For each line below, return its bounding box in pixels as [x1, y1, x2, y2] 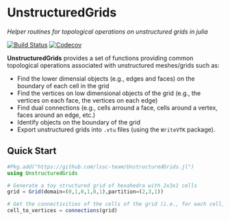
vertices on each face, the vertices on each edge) [16, 96, 158, 104]
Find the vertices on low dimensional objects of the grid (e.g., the [16, 89, 201, 97]
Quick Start [7, 145, 57, 157]
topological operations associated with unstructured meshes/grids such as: [7, 61, 220, 69]
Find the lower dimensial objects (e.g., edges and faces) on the [16, 74, 195, 83]
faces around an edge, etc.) [16, 111, 96, 119]
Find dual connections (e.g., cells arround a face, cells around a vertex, [16, 103, 218, 112]
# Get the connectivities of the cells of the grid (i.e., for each [7, 200, 207, 208]
